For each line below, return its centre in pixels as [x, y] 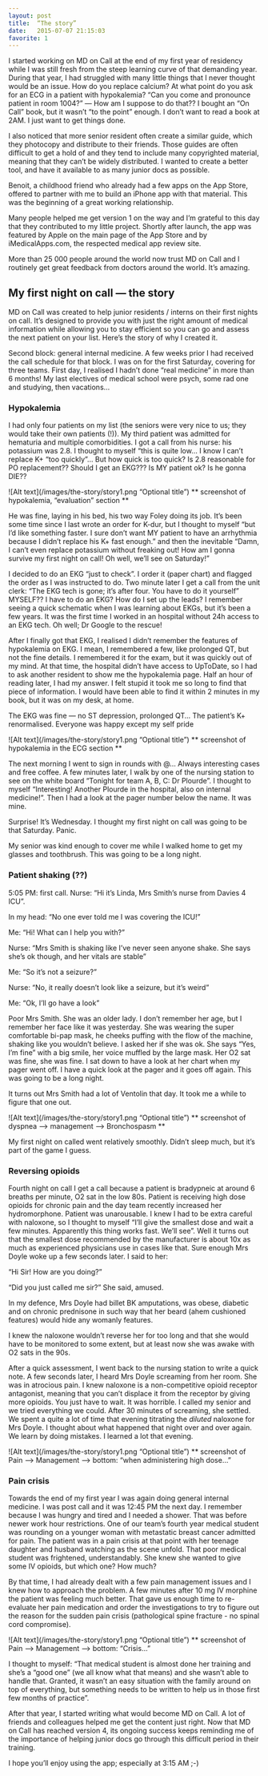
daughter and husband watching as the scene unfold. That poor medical [127, 1549]
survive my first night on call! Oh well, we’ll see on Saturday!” [109, 558]
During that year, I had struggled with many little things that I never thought [132, 78]
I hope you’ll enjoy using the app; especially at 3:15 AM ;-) [104, 1763]
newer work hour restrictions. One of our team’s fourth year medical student [134, 1524]
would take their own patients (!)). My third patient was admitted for [119, 434]
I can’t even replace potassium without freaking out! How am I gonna [122, 550]
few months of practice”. [49, 1698]
